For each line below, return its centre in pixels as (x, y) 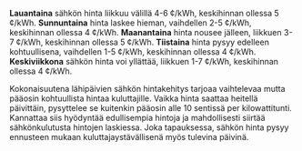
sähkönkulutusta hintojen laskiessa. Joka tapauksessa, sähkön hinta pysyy (149, 127)
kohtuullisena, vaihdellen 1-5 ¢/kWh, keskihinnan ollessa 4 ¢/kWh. (133, 52)
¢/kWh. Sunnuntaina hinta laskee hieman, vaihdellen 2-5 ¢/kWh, (131, 23)
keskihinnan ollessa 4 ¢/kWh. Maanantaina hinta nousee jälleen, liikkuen (146, 32)
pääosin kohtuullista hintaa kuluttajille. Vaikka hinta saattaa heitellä (134, 98)
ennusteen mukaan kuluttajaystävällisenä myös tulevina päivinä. (129, 137)
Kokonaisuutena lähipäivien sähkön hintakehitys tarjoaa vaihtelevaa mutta (147, 89)
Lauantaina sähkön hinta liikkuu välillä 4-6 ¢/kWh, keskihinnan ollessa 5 (144, 13)
